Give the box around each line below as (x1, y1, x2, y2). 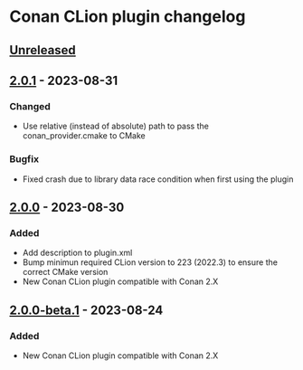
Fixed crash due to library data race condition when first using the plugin (22, 174, 294, 185)
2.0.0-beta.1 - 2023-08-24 (9, 302, 164, 318)
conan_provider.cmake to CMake (22, 130, 147, 141)
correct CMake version (22, 267, 109, 278)
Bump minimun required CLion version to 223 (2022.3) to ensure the (22, 257, 279, 268)
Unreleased (9, 43, 77, 58)
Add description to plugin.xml (22, 247, 133, 259)
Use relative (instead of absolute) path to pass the (22, 120, 210, 132)
